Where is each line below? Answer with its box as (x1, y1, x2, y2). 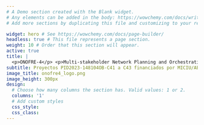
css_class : (12, 109, 39, 115)
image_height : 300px (6, 76, 59, 82)
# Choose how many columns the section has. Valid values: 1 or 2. (12, 87, 186, 94)
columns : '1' (12, 93, 45, 99)
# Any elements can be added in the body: (6, 14, 115, 21)
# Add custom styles (12, 98, 64, 104)
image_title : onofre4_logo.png (6, 70, 86, 76)
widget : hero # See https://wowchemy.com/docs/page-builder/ (6, 31, 165, 37)
